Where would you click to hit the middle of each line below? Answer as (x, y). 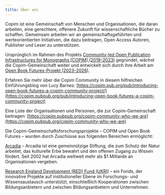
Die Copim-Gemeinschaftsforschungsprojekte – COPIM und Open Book (78, 131)
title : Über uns (22, 10)
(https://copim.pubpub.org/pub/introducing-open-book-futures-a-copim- (80, 96)
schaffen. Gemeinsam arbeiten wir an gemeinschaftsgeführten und (73, 34)
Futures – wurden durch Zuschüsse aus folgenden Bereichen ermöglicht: (79, 136)
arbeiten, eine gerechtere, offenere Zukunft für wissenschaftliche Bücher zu (82, 29)
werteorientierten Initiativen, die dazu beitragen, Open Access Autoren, (78, 40)
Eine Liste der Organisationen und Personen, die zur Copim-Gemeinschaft (81, 111)
